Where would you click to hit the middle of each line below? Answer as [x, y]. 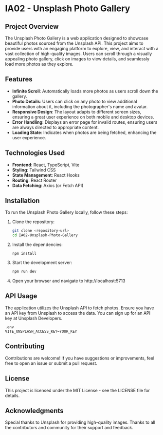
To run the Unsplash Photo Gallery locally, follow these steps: [66, 212]
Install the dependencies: [37, 245]
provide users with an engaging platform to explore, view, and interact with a [82, 48]
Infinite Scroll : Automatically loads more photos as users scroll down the [85, 91]
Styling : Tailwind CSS [34, 170]
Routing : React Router [34, 180]
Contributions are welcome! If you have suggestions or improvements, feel [80, 358]
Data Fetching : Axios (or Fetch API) [48, 185]
